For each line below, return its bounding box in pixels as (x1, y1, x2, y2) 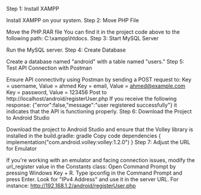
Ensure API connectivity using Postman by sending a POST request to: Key (6, 76, 191, 83)
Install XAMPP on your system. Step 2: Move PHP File (6, 17, 140, 23)
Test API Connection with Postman (6, 64, 92, 71)
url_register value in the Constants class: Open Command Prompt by (6, 163, 176, 170)
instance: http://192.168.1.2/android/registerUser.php (6, 182, 137, 189)
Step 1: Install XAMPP (6, 5, 60, 12)
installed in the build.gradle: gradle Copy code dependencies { (6, 132, 161, 139)
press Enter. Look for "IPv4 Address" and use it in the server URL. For (6, 176, 179, 182)
